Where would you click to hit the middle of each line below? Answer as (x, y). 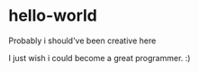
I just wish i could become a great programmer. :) (99, 58)
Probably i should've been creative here (82, 40)
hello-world (53, 16)
